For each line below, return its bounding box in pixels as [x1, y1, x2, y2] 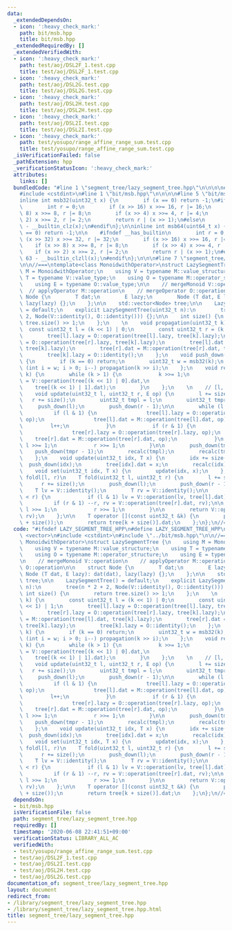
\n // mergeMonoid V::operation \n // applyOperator [19, 558, 190, 565]
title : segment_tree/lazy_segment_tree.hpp [7, 912, 135, 919]
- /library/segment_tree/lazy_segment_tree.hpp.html [7, 906, 162, 913]
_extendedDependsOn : [13, 17, 72, 24]
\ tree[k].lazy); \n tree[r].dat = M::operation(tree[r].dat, [19, 345, 221, 352]
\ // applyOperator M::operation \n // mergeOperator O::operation [19, 287, 227, 295]
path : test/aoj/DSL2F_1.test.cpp [19, 62, 116, 69]
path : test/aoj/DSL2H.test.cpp [19, 100, 110, 107]
